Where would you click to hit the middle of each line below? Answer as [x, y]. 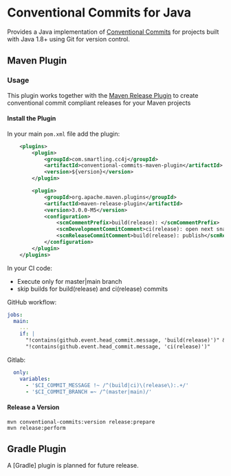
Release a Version [33, 407]
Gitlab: [16, 360]
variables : [35, 379]
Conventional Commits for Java [99, 13]
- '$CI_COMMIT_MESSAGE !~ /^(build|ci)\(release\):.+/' [107, 385]
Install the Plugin [32, 118]
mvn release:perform [37, 428]
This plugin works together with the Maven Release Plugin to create [103, 95]
